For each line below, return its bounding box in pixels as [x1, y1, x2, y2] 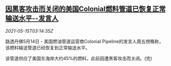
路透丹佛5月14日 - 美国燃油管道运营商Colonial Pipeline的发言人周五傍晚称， [5, 38, 164, 44]
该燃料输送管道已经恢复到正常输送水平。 [5, 44, 90, 50]
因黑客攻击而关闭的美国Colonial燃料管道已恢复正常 [5, 5, 166, 14]
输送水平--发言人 [5, 14, 59, 23]
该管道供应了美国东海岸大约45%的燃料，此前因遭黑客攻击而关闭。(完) [5, 55, 153, 61]
